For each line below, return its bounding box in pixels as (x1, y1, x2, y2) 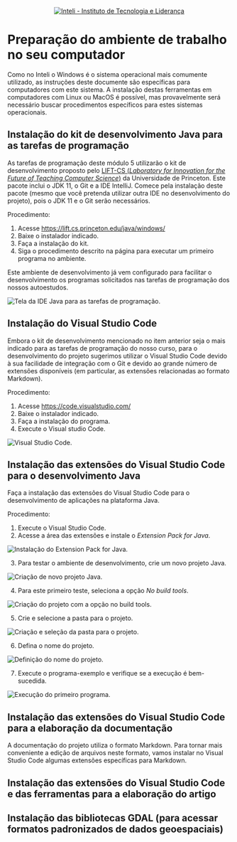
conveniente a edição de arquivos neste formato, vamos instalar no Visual (7, 749, 224, 757)
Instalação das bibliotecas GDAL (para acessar (7, 811, 219, 824)
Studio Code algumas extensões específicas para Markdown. (7, 756, 187, 764)
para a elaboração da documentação (7, 722, 173, 734)
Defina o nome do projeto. (17, 641, 94, 650)
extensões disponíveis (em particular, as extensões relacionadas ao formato (7, 366, 230, 375)
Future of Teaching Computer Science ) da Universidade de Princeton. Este (7, 174, 226, 182)
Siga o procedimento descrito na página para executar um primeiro (17, 246, 214, 255)
